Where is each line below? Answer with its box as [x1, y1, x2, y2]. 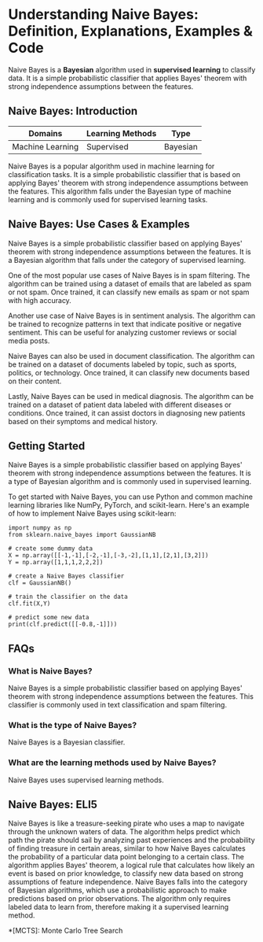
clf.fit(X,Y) [8, 600, 51, 608]
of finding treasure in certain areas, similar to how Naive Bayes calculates [8, 844, 246, 853]
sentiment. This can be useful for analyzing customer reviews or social [8, 327, 237, 337]
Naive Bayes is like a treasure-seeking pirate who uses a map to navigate [8, 818, 245, 828]
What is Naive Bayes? [8, 665, 93, 676]
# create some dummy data [8, 545, 93, 552]
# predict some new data [8, 614, 89, 622]
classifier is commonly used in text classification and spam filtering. [8, 700, 228, 710]
